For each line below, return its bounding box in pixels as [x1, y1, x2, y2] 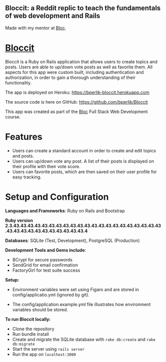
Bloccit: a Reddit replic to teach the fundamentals [5, 4, 161, 12]
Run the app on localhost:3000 [12, 351, 76, 357]
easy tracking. [12, 174, 42, 180]
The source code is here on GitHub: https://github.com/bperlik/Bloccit [5, 99, 148, 105]
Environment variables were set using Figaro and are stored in [12, 286, 139, 292]
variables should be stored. [12, 306, 68, 312]
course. [5, 114, 21, 120]
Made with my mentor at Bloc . [5, 25, 66, 31]
